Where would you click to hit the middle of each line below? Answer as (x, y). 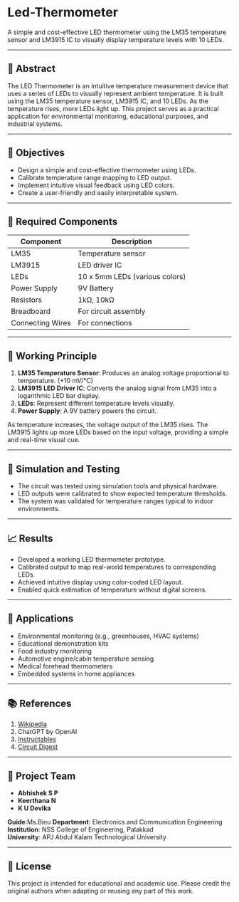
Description (132, 241)
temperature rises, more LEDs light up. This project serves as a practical (113, 108)
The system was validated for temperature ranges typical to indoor (115, 501)
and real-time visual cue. (44, 440)
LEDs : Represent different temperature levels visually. (96, 404)
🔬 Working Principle (52, 356)
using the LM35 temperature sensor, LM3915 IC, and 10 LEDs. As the (108, 101)
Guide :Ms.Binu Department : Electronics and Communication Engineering (115, 822)
